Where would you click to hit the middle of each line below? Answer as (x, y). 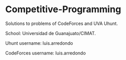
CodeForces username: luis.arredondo (46, 53)
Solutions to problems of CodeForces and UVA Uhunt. (62, 23)
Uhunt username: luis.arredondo (39, 43)
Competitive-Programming (63, 9)
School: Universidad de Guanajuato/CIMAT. (51, 33)
